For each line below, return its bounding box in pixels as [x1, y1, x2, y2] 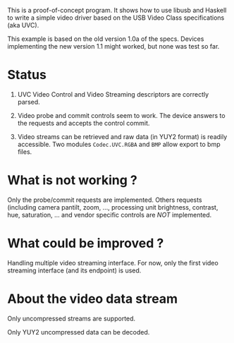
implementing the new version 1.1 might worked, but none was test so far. [7, 42, 220, 50]
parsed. [17, 97, 40, 106]
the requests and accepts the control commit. [17, 119, 150, 127]
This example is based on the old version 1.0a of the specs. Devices [7, 35, 204, 43]
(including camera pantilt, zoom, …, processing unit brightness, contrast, [7, 203, 218, 211]
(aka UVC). [7, 21, 39, 29]
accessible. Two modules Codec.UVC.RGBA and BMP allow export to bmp [17, 140, 221, 148]
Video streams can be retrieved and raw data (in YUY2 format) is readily [17, 132, 228, 140]
